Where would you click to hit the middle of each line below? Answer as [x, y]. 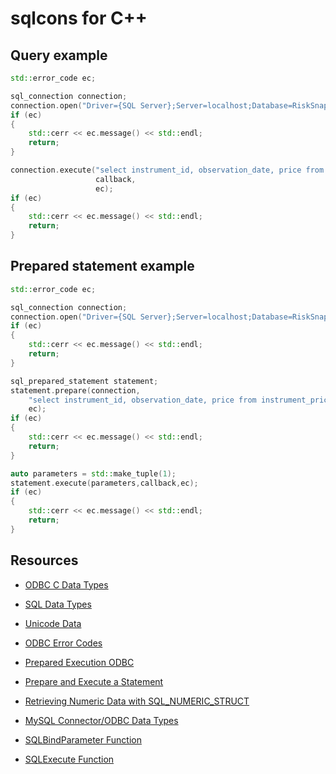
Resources [44, 560]
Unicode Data [53, 623]
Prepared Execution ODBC [79, 662]
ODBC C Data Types [66, 584]
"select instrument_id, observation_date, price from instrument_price [180, 400]
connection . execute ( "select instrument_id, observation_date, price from [167, 170]
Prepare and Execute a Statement [94, 681]
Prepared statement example [102, 266]
